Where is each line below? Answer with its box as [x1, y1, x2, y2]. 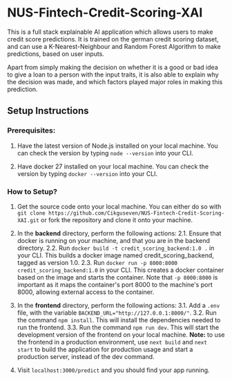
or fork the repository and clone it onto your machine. [40, 215, 193, 224]
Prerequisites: [7, 126, 56, 135]
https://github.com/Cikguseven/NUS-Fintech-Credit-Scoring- [48, 209, 225, 217]
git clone [17, 209, 46, 217]
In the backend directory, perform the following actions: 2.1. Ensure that [17, 229, 222, 237]
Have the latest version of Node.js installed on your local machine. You [17, 141, 219, 150]
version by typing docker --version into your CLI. [17, 169, 158, 177]
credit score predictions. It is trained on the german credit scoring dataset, [7, 35, 219, 43]
